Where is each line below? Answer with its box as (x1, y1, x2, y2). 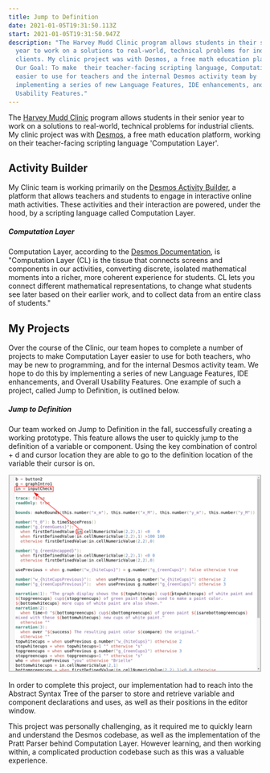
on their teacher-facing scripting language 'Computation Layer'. (8, 138, 219, 148)
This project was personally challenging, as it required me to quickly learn (8, 721, 253, 731)
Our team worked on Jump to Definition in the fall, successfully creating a (8, 425, 252, 434)
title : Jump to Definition (8, 13, 99, 21)
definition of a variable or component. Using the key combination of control (8, 442, 257, 451)
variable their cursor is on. (8, 458, 95, 468)
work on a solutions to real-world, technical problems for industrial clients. (8, 121, 255, 130)
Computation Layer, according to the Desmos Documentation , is (8, 247, 221, 257)
